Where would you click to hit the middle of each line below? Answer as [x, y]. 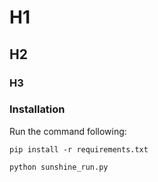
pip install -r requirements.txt [79, 149]
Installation [37, 109]
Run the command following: [68, 131]
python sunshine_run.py [59, 167]
